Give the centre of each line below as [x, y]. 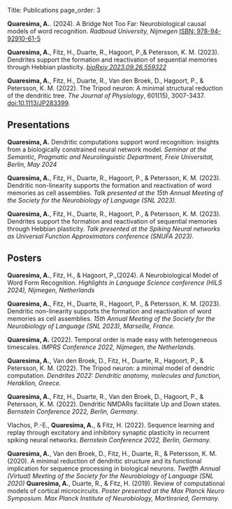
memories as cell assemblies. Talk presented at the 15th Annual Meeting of [115, 193]
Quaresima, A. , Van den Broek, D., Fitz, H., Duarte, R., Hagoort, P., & [106, 360]
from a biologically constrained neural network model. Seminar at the [107, 149]
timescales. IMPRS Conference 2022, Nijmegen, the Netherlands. [101, 347]
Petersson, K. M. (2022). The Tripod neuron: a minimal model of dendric [111, 368]
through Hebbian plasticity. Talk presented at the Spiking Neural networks [114, 229]
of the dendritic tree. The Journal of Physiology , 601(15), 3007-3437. [106, 95]
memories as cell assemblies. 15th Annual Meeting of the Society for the [111, 318]
